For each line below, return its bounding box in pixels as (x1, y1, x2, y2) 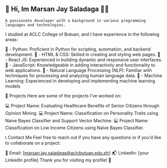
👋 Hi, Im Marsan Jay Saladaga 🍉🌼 (5, 5, 109, 13)
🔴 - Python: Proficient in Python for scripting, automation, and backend (5, 46, 151, 52)
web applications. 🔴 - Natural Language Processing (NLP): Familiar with (5, 67, 152, 73)
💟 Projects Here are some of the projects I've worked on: (5, 92, 122, 98)
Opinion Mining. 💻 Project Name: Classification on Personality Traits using (5, 110, 159, 116)
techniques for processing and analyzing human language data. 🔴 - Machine (5, 73, 163, 79)
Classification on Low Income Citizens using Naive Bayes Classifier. (5, 125, 144, 131)
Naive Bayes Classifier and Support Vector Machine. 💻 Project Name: (5, 117, 149, 123)
